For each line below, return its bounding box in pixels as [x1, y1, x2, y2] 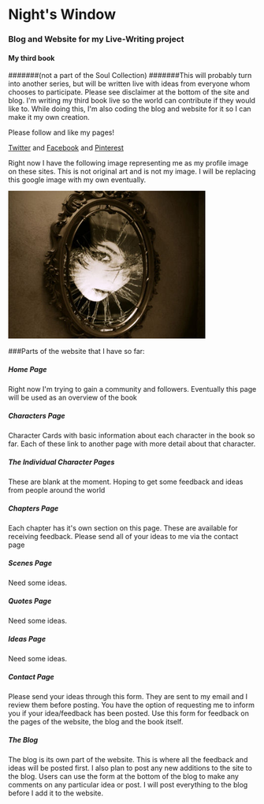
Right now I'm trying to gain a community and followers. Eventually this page [8, 385, 257, 394]
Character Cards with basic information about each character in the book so [8, 431, 255, 441]
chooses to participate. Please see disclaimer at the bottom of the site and [8, 87, 250, 97]
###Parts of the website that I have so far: [8, 347, 145, 356]
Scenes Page [8, 558, 53, 568]
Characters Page [8, 411, 65, 420]
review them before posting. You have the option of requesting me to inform [8, 700, 255, 710]
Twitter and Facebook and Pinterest [8, 143, 125, 153]
